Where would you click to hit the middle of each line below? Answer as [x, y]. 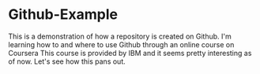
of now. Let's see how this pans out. [67, 61]
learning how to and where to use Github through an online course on [121, 44]
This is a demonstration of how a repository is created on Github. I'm [120, 36]
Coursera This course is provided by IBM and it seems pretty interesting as [130, 53]
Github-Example [63, 15]
